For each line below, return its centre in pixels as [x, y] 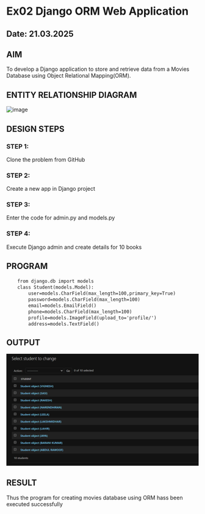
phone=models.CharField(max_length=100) [80, 312]
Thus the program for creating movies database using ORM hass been [95, 497]
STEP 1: [18, 146]
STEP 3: [18, 205]
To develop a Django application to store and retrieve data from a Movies [98, 69]
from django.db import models [56, 281]
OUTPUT [23, 343]
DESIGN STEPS [36, 129]
